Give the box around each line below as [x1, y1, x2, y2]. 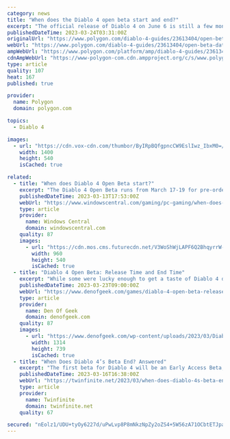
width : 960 [31, 250, 63, 257]
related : [7, 174, 32, 181]
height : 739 [31, 345, 66, 352]
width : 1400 [19, 148, 53, 156]
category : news [7, 10, 51, 17]
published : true [7, 80, 53, 87]
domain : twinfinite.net [25, 403, 94, 410]
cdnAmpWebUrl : [7, 55, 48, 62]
